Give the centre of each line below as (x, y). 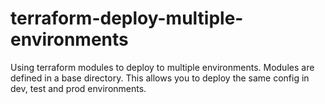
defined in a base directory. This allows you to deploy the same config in (160, 78)
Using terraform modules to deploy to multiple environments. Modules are (162, 67)
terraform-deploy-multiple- (127, 18)
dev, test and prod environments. (78, 88)
